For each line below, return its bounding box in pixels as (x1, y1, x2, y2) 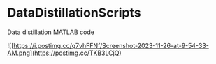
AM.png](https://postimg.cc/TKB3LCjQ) (7, 49, 122, 57)
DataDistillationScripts (7, 5, 141, 21)
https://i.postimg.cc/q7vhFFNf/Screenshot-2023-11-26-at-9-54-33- (13, 41, 210, 49)
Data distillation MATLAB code (7, 28, 94, 36)
